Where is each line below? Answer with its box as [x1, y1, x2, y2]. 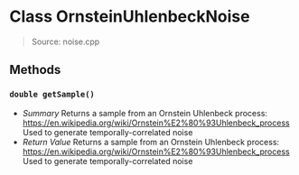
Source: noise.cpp [31, 36, 100, 47]
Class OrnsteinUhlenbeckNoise [9, 6, 250, 27]
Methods [9, 62, 61, 78]
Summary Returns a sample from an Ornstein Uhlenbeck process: [22, 107, 268, 118]
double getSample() [9, 89, 95, 100]
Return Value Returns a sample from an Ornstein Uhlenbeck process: [22, 136, 280, 147]
